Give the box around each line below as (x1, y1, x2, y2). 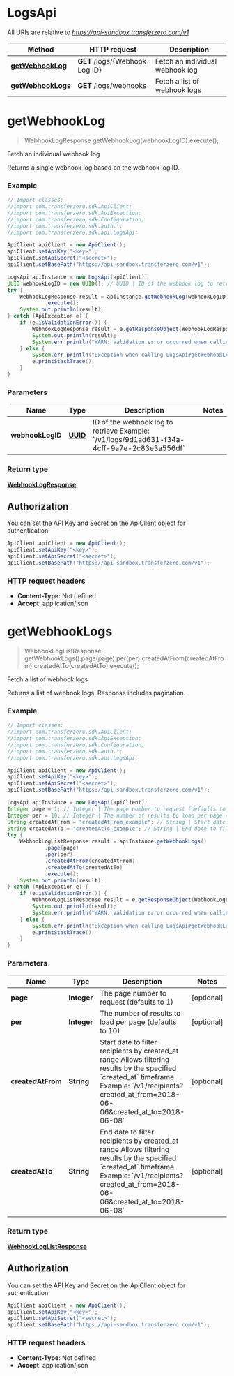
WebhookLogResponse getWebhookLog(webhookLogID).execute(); (24, 136, 219, 145)
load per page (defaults (100, 1017, 177, 1027)
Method (27, 44, 54, 54)
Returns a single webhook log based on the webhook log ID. (7, 163, 180, 172)
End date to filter (100, 1127, 155, 1137)
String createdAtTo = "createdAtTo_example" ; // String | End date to (7, 825, 217, 832)
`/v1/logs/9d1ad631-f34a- (93, 435, 185, 445)
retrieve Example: (93, 426, 150, 436)
